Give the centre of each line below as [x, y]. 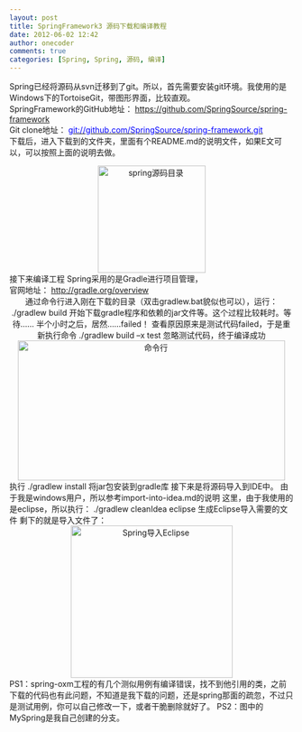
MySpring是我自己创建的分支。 [67, 718]
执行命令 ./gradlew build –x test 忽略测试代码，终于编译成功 [155, 335]
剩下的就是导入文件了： [63, 520]
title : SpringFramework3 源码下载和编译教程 [88, 26]
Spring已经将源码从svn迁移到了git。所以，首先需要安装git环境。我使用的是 [148, 86]
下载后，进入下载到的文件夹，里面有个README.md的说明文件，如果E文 [142, 141]
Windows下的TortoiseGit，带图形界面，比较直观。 [102, 97]
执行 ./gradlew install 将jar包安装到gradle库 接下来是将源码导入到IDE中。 [144, 486]
